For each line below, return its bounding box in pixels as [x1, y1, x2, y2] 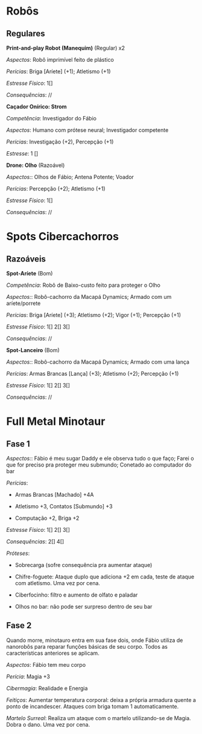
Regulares [6, 28, 45, 39]
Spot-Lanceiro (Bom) [6, 347, 60, 353]
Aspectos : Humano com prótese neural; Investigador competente [6, 126, 169, 134]
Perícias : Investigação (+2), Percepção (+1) [6, 138, 114, 145]
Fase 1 [6, 439, 30, 449]
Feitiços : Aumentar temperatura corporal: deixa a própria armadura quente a [6, 696, 196, 703]
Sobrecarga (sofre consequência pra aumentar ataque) [14, 562, 153, 568]
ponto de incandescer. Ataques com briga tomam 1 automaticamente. [6, 703, 179, 710]
